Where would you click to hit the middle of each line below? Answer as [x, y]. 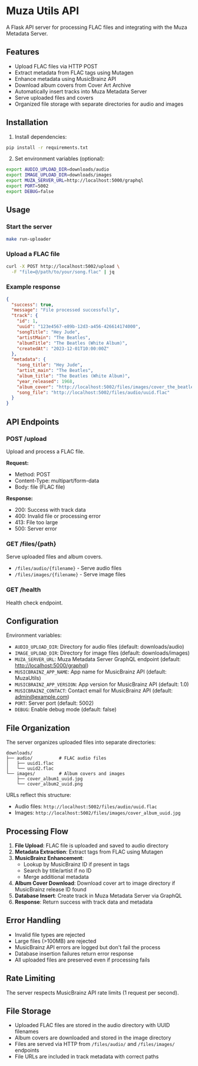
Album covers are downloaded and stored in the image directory [93, 1038]
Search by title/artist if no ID [57, 870]
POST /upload [27, 439]
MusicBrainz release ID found [50, 889]
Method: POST [32, 474]
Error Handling [33, 921]
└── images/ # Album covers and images [66, 774]
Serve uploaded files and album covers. [55, 557]
